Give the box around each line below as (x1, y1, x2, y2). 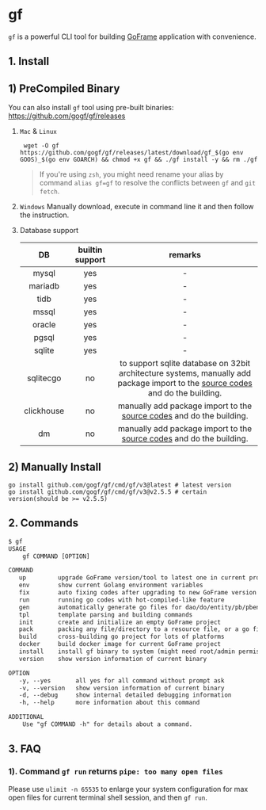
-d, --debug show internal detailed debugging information (18, 691, 232, 699)
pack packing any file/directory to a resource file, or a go (18, 625, 249, 633)
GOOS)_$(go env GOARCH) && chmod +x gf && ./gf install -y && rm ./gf (19, 156, 258, 164)
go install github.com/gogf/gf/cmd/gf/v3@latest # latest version (8, 481, 232, 489)
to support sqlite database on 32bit (120, 358, 251, 369)
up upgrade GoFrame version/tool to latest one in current (18, 574, 246, 582)
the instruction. (19, 210, 70, 220)
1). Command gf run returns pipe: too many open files (8, 766, 223, 778)
